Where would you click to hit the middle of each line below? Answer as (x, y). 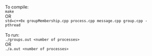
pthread (13, 25)
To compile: (17, 7)
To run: (12, 35)
